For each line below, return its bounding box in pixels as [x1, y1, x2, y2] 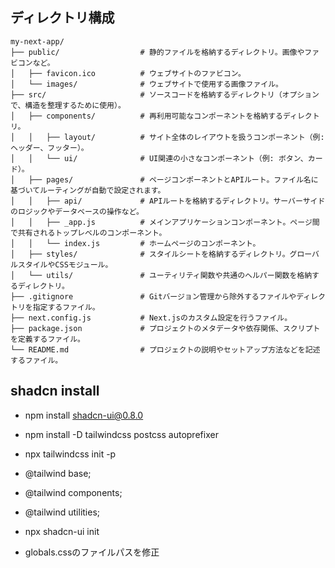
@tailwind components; [24, 486, 123, 498]
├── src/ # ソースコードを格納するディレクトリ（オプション [10, 89, 320, 100]
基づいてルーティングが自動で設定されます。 [10, 185, 166, 195]
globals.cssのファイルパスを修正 [24, 546, 160, 558]
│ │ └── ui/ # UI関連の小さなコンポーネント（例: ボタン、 [10, 153, 308, 163]
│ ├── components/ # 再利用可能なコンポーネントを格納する [10, 111, 283, 121]
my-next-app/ [10, 36, 65, 47]
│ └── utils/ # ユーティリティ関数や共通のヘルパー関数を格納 [10, 270, 313, 280]
